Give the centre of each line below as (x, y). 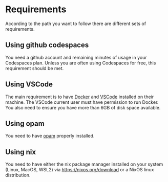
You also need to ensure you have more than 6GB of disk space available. (83, 107)
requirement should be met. (35, 68)
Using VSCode (29, 85)
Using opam (25, 123)
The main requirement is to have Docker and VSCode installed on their (80, 97)
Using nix (21, 152)
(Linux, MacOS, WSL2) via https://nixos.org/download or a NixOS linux (80, 170)
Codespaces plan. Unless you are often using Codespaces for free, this (81, 63)
